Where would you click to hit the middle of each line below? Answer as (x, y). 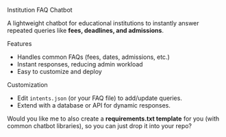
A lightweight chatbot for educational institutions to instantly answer (103, 23)
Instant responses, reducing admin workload (80, 64)
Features (20, 43)
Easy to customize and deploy (60, 72)
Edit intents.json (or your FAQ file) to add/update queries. (100, 98)
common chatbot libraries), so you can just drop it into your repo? (100, 126)
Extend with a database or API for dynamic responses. (94, 105)
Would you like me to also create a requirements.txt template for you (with (113, 119)
